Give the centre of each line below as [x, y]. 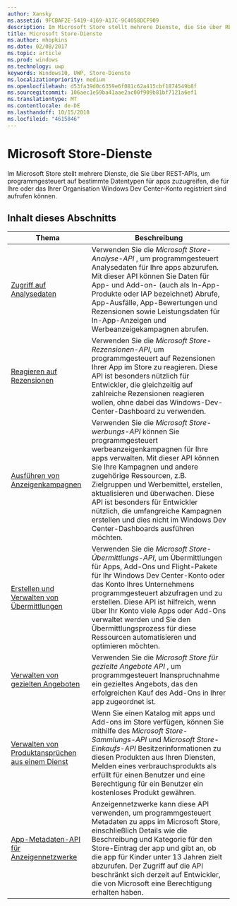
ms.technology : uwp [36, 66]
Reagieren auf [34, 371]
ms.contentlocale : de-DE [44, 106]
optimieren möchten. [126, 646]
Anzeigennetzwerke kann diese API [150, 804]
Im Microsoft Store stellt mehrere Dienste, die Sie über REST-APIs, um [109, 173]
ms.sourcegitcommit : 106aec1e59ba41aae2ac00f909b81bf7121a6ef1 [102, 93]
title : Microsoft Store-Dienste [55, 34]
